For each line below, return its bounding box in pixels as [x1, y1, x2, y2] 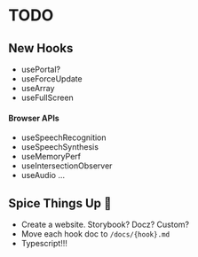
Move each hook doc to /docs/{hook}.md [20, 229, 170, 239]
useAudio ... [20, 170, 66, 181]
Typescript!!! [20, 238, 67, 249]
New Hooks [8, 41, 74, 56]
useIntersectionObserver [20, 160, 113, 171]
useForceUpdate [20, 74, 83, 84]
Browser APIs [8, 113, 59, 123]
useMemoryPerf [20, 152, 82, 162]
